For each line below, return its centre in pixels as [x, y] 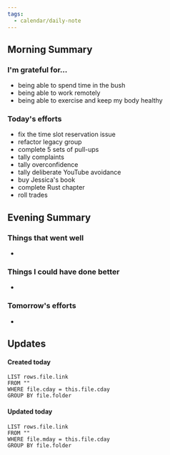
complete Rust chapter [51, 188]
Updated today [30, 411]
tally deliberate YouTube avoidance [69, 173]
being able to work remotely [59, 93]
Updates [27, 344]
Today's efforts [35, 119]
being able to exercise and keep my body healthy [90, 101]
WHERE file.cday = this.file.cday [59, 389]
